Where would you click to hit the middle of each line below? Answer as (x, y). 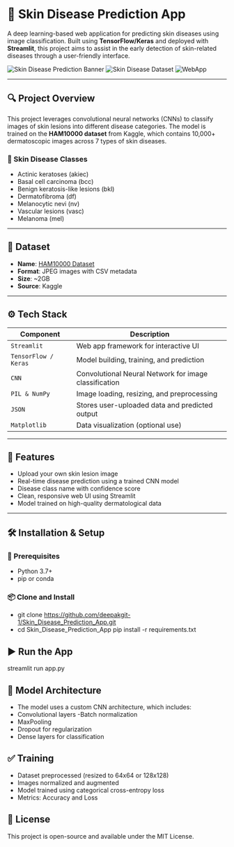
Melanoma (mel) (41, 219)
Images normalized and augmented (68, 782)
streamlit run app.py (36, 669)
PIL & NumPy (31, 394)
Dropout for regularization (54, 729)
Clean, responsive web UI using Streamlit (76, 496)
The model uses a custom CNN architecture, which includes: (104, 707)
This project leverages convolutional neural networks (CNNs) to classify (110, 118)
